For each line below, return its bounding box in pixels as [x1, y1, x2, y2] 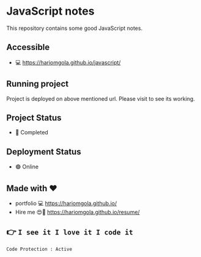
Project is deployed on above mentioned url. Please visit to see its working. [6, 95, 196, 102]
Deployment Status [6, 147, 81, 157]
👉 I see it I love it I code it [6, 227, 133, 237]
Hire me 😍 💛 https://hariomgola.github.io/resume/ [15, 209, 141, 215]
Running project [6, 79, 69, 89]
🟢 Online [15, 163, 38, 170]
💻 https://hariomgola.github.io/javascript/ [15, 59, 121, 66]
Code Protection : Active [6, 246, 72, 252]
